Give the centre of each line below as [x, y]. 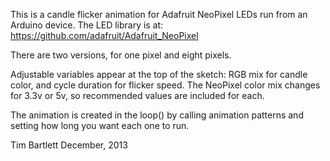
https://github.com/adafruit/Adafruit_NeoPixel [104, 35]
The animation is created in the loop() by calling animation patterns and [157, 115]
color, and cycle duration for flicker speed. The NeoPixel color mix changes [165, 85]
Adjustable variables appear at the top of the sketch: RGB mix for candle [159, 74]
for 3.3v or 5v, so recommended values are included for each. [137, 95]
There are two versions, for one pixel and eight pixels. [121, 55]
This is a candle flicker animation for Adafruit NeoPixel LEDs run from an [159, 14]
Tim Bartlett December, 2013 [69, 145]
